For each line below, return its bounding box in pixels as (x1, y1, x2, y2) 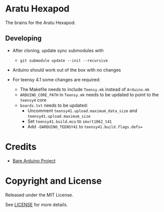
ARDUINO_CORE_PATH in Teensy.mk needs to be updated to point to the (20, 91, 159, 98)
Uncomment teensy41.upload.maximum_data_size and (27, 107, 137, 113)
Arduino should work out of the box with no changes (12, 67, 121, 73)
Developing (5, 34, 42, 43)
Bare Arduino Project (12, 157, 56, 163)
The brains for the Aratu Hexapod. (5, 20, 76, 26)
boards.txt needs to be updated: (20, 102, 88, 108)
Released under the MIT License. (5, 191, 74, 198)
